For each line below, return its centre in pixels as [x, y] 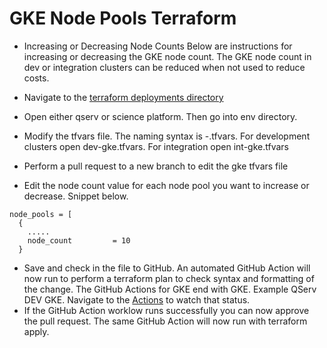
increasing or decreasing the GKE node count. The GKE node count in [167, 56]
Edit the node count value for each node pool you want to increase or [166, 185]
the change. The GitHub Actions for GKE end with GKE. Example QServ [170, 289]
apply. [36, 331]
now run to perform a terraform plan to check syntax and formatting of [169, 278]
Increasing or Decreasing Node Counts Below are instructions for [158, 46]
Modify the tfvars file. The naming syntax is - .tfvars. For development [167, 136]
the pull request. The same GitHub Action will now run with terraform [165, 321]
